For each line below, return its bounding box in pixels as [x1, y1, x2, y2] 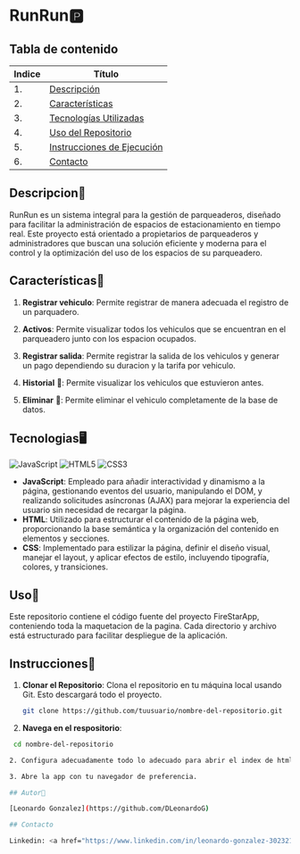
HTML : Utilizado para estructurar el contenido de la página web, [21, 514, 259, 525]
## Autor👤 [9, 788, 46, 797]
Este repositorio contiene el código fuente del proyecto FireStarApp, [9, 611, 260, 622]
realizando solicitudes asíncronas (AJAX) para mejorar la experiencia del [21, 495, 290, 506]
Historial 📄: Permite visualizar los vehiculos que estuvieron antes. [21, 377, 264, 388]
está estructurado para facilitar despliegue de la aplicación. [9, 630, 228, 641]
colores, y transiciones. [21, 561, 109, 572]
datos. [21, 403, 46, 415]
